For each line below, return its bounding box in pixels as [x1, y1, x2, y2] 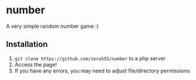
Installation [6, 39, 48, 49]
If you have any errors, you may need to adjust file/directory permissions [14, 67, 190, 74]
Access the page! [14, 61, 57, 68]
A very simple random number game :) [6, 23, 99, 30]
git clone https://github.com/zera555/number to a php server [14, 54, 166, 61]
